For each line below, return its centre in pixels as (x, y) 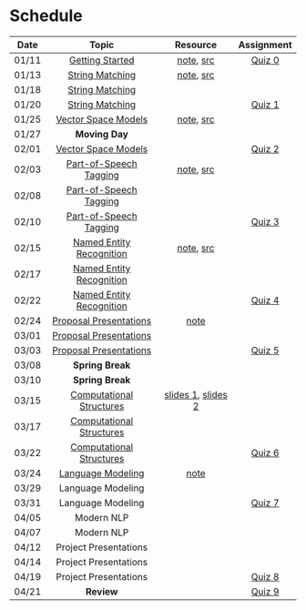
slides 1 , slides (195, 394)
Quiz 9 (265, 591)
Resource (196, 45)
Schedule (46, 16)
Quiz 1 (265, 104)
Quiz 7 (265, 503)
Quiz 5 (265, 350)
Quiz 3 (265, 221)
